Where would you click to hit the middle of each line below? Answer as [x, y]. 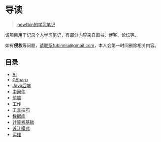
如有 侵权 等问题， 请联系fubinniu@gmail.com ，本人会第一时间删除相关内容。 [82, 45]
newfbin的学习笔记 [36, 24]
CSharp [20, 79]
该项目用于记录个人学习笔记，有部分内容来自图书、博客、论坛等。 [72, 35]
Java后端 [21, 85]
